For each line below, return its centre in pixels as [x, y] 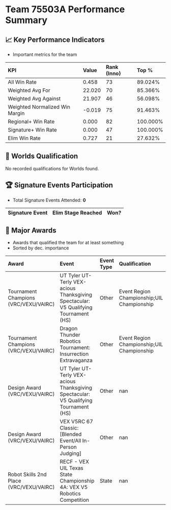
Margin [16, 113]
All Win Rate [22, 82]
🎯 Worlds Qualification [42, 156]
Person [68, 447]
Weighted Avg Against [34, 99]
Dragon [69, 328]
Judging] [70, 453]
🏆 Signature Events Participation [59, 185]
